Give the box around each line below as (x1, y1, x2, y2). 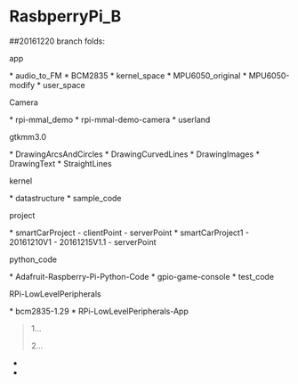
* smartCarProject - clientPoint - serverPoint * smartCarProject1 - (9, 227, 249, 238)
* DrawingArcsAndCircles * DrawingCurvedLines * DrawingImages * (9, 149, 261, 159)
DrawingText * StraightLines (9, 158, 113, 168)
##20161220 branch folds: (9, 36, 105, 46)
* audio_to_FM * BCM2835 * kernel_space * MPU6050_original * (9, 69, 247, 81)
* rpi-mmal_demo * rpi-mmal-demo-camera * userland (9, 114, 211, 125)
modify (9, 79, 36, 90)
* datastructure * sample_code (9, 192, 122, 203)
